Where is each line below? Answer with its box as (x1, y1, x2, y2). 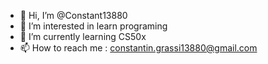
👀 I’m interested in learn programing (19, 20, 168, 32)
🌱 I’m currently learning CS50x (19, 31, 147, 42)
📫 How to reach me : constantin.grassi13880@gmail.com (19, 42, 258, 54)
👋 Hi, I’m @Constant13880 (19, 10, 128, 21)
